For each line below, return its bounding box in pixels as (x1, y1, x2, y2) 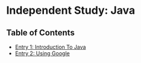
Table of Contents (6, 28, 75, 38)
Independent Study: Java (6, 4, 136, 17)
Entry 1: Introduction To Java (14, 43, 86, 50)
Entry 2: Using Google (14, 50, 70, 57)
